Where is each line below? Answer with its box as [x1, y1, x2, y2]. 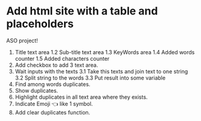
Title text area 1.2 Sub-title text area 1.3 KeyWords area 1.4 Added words [14, 48, 195, 55]
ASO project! [6, 37, 38, 44]
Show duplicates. [14, 87, 59, 94]
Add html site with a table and [6, 4, 158, 18]
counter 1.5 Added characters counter [14, 55, 110, 62]
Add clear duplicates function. [14, 108, 91, 116]
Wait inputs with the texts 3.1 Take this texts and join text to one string [14, 67, 188, 75]
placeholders [6, 17, 74, 31]
